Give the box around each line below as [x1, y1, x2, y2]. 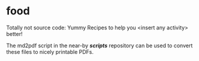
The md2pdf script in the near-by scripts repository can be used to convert [6, 42, 193, 49]
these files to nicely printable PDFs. [6, 48, 94, 55]
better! [6, 30, 23, 37]
